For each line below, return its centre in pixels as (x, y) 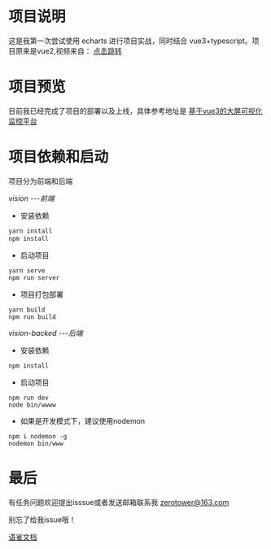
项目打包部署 (42, 294)
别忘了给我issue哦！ (42, 520)
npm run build (33, 317)
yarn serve (27, 270)
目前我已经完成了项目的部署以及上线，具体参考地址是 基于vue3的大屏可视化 (135, 111)
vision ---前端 (32, 198)
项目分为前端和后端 (41, 181)
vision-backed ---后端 (46, 333)
